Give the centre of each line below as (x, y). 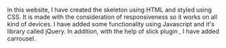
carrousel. (22, 39)
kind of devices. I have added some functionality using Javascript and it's (111, 24)
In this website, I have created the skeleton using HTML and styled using (110, 10)
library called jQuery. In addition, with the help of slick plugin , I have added (113, 31)
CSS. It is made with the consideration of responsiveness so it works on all (112, 17)
